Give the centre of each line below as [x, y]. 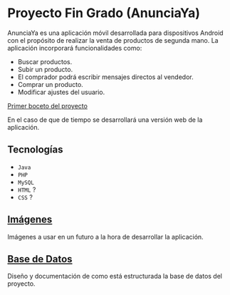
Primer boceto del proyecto [47, 105]
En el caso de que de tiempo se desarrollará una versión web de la [105, 120]
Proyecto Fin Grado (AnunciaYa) [104, 13]
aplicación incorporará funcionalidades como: [75, 48]
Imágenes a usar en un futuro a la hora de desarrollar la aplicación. [106, 237]
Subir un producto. [45, 69]
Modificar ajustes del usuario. [61, 92]
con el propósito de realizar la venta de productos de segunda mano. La [113, 40]
